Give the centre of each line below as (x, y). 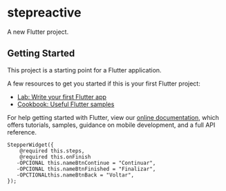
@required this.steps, (52, 151)
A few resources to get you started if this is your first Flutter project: (104, 83)
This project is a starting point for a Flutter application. (84, 70)
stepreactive (44, 13)
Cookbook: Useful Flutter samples (66, 104)
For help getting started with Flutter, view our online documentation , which (113, 117)
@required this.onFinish (55, 157)
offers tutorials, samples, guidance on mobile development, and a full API (111, 125)
